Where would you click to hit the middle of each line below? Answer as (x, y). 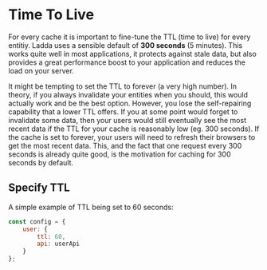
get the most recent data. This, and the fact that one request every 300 (125, 145)
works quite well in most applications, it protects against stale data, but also (132, 54)
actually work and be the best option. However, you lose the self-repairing (130, 103)
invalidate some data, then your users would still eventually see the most (128, 120)
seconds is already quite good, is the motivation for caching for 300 (120, 154)
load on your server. (41, 70)
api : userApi (59, 244)
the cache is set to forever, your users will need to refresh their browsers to (132, 137)
